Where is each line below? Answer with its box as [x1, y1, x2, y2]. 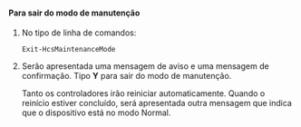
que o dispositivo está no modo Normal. [21, 107, 171, 118]
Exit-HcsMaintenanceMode [21, 45, 116, 54]
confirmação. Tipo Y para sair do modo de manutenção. [21, 71, 232, 82]
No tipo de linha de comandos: [21, 27, 137, 38]
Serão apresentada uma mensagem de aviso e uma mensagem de [21, 61, 269, 72]
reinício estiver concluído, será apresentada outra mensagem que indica [21, 98, 292, 109]
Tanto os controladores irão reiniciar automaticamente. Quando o [21, 88, 266, 99]
